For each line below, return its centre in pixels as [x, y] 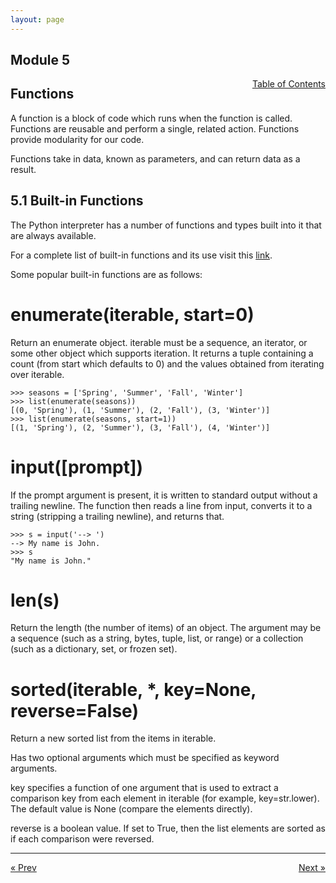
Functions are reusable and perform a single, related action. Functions [155, 128]
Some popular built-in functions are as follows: [106, 274]
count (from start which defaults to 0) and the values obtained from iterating [167, 363]
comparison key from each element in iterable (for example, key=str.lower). [165, 798]
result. [23, 169]
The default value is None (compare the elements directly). [131, 809]
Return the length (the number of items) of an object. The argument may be [166, 628]
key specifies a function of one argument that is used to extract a [144, 788]
